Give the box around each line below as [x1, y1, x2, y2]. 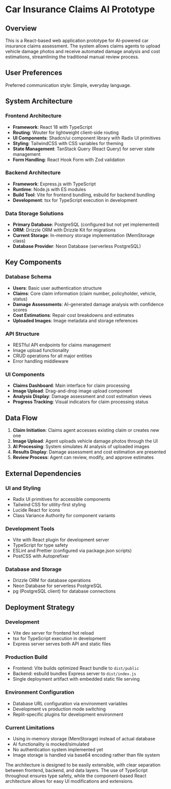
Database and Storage [5, 566, 62, 573]
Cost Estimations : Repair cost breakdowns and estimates [12, 312, 134, 318]
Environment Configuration [5, 689, 75, 696]
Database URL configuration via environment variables [12, 700, 128, 706]
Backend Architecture [5, 169, 61, 176]
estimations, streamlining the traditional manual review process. [5, 54, 139, 60]
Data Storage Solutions [5, 210, 64, 217]
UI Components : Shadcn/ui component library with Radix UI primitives [12, 134, 161, 141]
